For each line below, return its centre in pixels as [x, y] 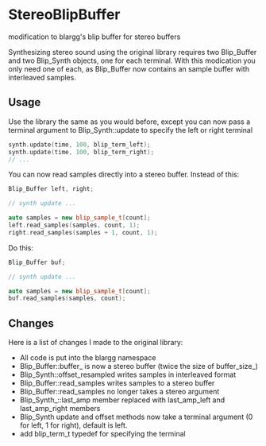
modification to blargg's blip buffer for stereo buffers [94, 37]
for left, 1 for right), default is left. [73, 425]
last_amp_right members [60, 409]
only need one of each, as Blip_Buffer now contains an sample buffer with [129, 68]
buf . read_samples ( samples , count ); [67, 299]
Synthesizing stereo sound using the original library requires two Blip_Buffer [133, 52]
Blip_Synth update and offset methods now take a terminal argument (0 [136, 417]
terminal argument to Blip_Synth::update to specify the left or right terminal [130, 130]
